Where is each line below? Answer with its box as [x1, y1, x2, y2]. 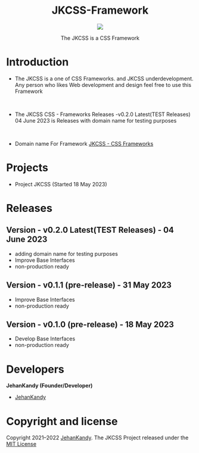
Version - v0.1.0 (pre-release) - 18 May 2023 [6, 320, 175, 330]
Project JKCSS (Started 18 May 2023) [14, 180, 107, 188]
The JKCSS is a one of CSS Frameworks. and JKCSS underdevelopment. [14, 75, 194, 82]
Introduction [6, 55, 69, 69]
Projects [6, 161, 49, 174]
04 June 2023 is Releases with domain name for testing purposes [14, 117, 177, 124]
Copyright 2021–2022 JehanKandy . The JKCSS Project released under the [6, 434, 189, 441]
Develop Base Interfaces [14, 335, 76, 342]
